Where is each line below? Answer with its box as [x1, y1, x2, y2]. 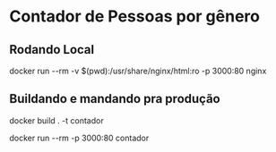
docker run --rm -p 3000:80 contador [9, 132, 150, 143]
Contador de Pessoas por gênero [9, 6, 260, 27]
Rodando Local [9, 42, 95, 57]
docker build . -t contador [9, 114, 105, 126]
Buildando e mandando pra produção [9, 91, 221, 106]
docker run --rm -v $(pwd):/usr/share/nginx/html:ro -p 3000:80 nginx [9, 65, 267, 76]
